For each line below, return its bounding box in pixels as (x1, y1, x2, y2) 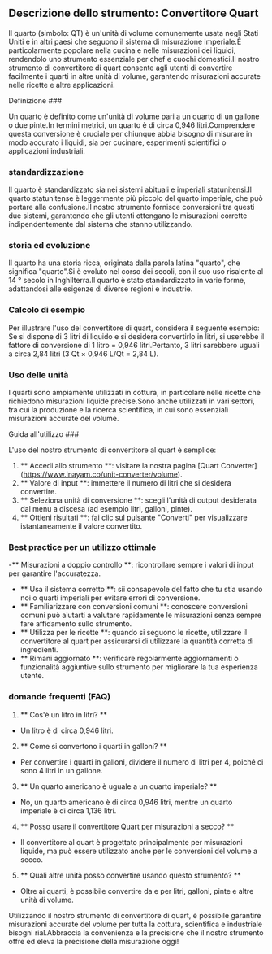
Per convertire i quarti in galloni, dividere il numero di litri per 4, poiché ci (19, 756, 264, 767)
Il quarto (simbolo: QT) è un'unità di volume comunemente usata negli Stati (8, 28, 259, 37)
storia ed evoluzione (8, 240, 91, 251)
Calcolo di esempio (8, 304, 86, 316)
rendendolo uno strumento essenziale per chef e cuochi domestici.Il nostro (8, 54, 260, 63)
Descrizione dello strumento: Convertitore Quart (8, 7, 259, 20)
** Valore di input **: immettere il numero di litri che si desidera (19, 478, 231, 487)
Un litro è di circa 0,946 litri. (19, 725, 114, 735)
